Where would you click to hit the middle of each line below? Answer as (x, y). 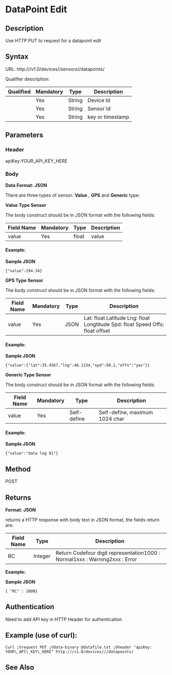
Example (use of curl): (41, 635)
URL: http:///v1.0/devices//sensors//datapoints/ (55, 69)
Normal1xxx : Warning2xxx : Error (96, 559)
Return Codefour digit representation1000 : (108, 553)
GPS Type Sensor (24, 280)
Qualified (19, 92)
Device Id (99, 100)
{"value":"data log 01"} (32, 453)
